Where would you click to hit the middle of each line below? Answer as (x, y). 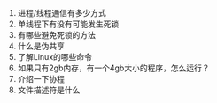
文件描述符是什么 (49, 90)
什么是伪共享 (41, 46)
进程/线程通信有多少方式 (62, 13)
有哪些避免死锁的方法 (56, 35)
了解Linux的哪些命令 (55, 57)
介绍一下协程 (41, 79)
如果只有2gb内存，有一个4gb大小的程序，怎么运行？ (113, 68)
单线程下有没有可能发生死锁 (68, 24)
